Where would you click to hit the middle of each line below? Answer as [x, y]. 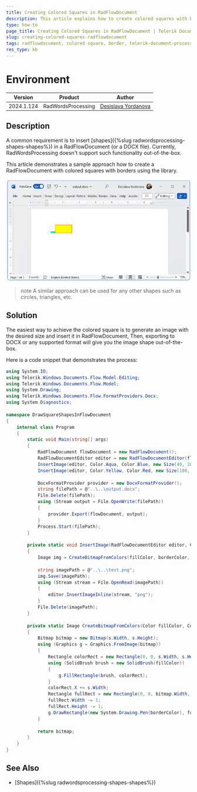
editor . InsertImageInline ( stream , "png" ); [101, 595]
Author [125, 98]
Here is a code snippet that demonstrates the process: [72, 360]
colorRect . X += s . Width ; [78, 688]
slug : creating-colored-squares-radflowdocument [67, 37]
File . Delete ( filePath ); [66, 495]
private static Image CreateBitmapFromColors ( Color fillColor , [106, 626]
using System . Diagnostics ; [39, 402]
